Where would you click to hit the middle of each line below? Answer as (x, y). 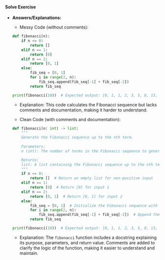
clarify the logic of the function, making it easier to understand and (87, 248)
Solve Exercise (20, 7)
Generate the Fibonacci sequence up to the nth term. (77, 137)
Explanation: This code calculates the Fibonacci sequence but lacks (88, 104)
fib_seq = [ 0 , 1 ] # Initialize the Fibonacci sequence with (94, 206)
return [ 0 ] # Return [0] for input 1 (70, 187)
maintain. (29, 253)
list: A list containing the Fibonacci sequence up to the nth (87, 164)
